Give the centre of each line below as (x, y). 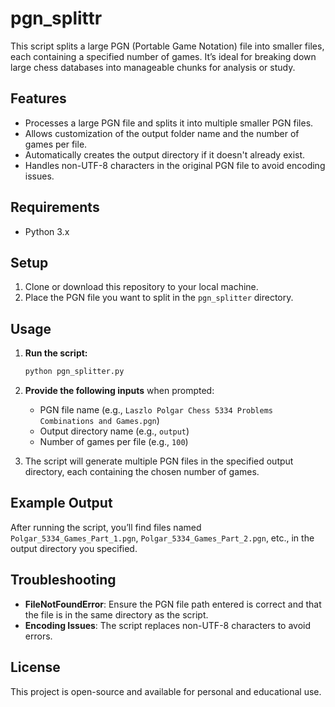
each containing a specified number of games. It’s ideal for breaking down (163, 56)
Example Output (61, 503)
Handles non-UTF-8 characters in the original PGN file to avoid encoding (175, 165)
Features (38, 98)
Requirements (55, 207)
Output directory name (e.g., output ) (114, 431)
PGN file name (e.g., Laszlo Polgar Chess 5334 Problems (156, 410)
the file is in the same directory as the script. (116, 614)
